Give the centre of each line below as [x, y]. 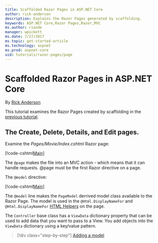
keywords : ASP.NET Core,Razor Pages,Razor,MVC [53, 23]
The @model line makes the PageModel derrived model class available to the [79, 196]
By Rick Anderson [23, 102]
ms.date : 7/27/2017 [25, 37]
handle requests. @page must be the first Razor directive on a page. [73, 168]
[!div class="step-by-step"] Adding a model [61, 235]
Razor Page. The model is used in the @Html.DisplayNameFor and [69, 201]
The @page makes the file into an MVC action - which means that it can [75, 162]
